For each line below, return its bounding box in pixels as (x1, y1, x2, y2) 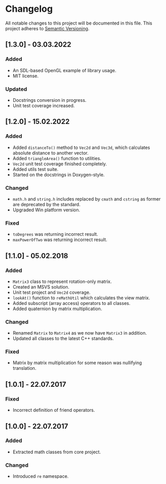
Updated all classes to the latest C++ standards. (12, 336, 114, 342)
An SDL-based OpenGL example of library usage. (12, 67, 117, 73)
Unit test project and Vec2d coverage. (12, 289, 91, 295)
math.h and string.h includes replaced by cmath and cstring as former (12, 195, 161, 202)
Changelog (5, 3, 53, 15)
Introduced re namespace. (12, 473, 69, 479)
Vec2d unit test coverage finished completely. (12, 161, 107, 167)
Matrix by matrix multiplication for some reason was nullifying (12, 360, 142, 366)
